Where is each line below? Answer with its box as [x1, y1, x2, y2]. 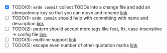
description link [12, 21, 44, 27]
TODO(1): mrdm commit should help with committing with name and [12, 15, 148, 21]
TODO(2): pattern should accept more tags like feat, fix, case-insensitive [12, 26, 162, 32]
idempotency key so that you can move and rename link [12, 10, 128, 16]
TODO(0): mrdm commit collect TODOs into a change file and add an [12, 4, 151, 10]
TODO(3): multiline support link [12, 37, 76, 43]
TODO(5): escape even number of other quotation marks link [12, 42, 138, 49]
